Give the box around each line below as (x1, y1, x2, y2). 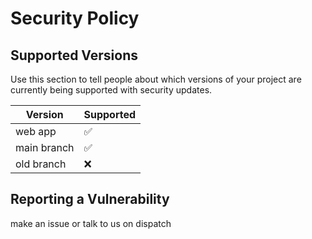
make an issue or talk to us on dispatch (10, 217, 172, 229)
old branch (15, 157, 67, 171)
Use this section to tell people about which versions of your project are (10, 73, 302, 85)
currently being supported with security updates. (10, 84, 213, 96)
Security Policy (10, 7, 140, 30)
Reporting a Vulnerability (10, 191, 170, 208)
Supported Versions (10, 47, 138, 64)
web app (15, 125, 57, 138)
